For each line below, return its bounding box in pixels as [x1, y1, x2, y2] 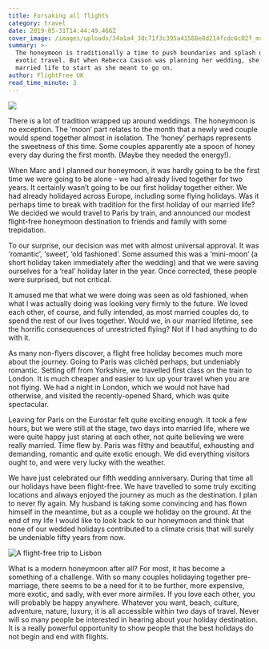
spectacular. [8, 399, 50, 409]
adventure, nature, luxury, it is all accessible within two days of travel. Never [8, 606, 260, 615]
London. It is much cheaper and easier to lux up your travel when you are [8, 373, 250, 383]
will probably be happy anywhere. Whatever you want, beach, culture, [8, 598, 239, 607]
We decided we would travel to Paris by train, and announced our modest [8, 208, 251, 217]
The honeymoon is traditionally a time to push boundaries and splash [15, 49, 256, 57]
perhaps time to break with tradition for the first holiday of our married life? [8, 200, 255, 209]
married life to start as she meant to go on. [15, 64, 174, 72]
